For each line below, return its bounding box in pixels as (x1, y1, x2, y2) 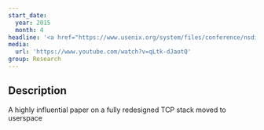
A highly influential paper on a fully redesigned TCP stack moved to (8, 105, 226, 114)
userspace (8, 113, 43, 122)
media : (8, 41, 30, 49)
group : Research (8, 56, 61, 63)
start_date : (8, 11, 47, 20)
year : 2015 (15, 19, 51, 27)
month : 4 (15, 26, 44, 34)
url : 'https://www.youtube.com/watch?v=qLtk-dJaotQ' (15, 48, 192, 56)
